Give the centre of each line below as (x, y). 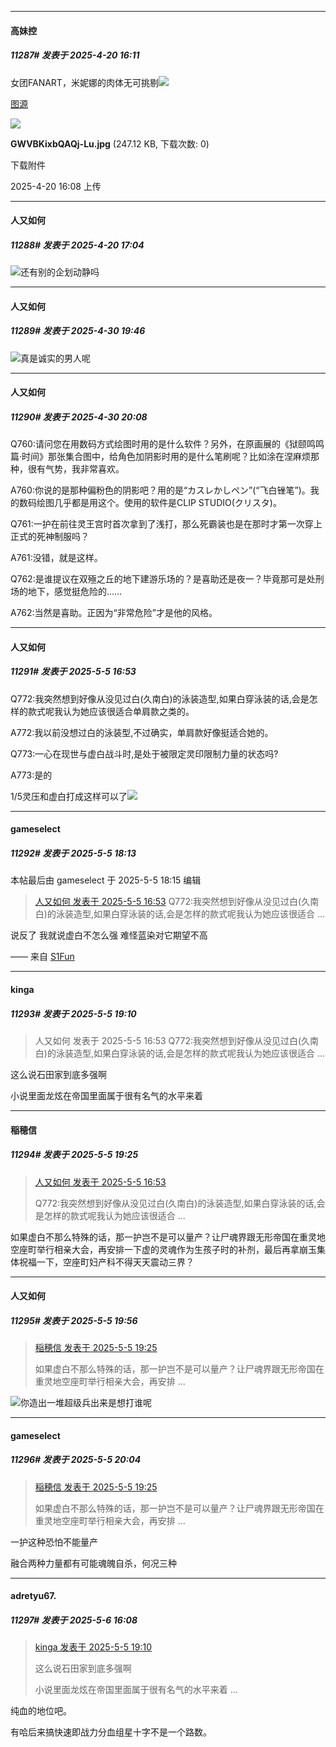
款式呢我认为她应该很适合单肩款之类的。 (111, 711)
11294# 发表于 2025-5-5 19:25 (74, 1155)
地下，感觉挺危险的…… (75, 592)
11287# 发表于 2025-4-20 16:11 (75, 55)
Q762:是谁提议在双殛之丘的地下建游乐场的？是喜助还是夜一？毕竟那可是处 (163, 579)
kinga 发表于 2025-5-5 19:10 (93, 1647)
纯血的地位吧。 (41, 1711)
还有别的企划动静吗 (60, 272)
